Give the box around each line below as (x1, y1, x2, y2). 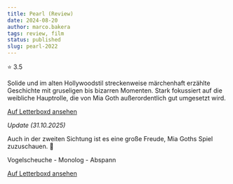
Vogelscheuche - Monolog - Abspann (7, 156, 116, 164)
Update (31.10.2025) (7, 121, 66, 129)
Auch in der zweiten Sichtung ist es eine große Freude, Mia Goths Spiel (7, 135, 213, 143)
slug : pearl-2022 (7, 43, 58, 50)
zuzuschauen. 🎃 (7, 142, 54, 150)
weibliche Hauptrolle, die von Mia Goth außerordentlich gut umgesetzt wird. (7, 94, 226, 102)
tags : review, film (7, 29, 65, 37)
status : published (7, 37, 61, 44)
